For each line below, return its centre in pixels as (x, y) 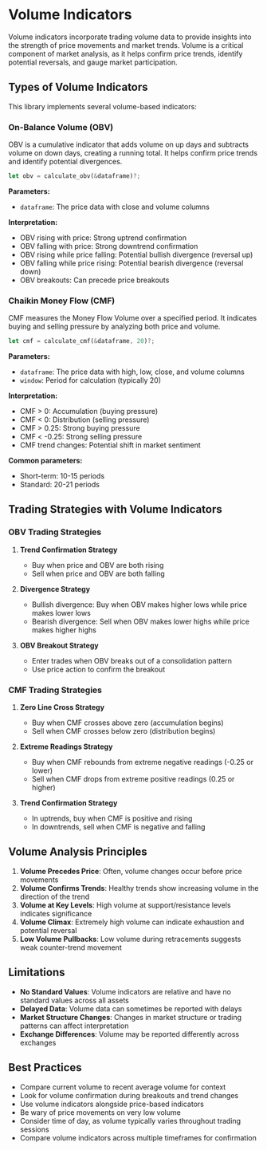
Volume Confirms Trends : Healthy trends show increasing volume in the (139, 888)
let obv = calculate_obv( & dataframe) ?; (75, 176)
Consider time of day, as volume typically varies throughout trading (130, 1120)
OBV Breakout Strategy (59, 645)
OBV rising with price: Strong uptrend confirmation (103, 238)
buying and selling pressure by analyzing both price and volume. (114, 327)
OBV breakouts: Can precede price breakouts (94, 280)
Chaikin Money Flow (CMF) (62, 301)
